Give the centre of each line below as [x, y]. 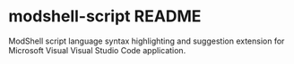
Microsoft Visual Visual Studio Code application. [97, 50]
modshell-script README [105, 16]
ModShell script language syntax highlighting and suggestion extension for [147, 41]
